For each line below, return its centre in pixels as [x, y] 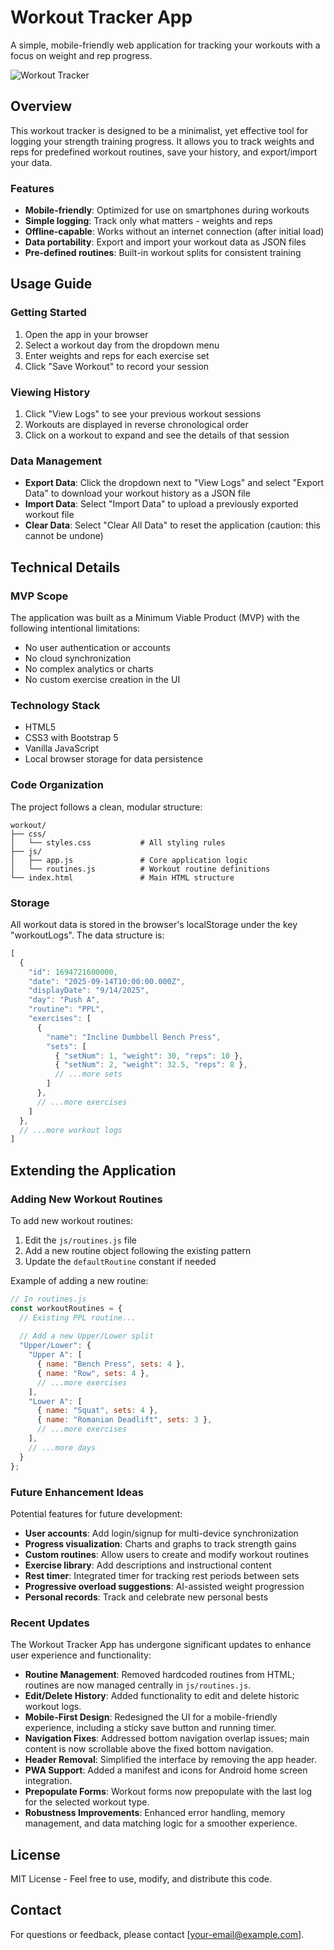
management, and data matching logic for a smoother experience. [161, 1823]
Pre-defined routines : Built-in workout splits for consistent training [163, 253]
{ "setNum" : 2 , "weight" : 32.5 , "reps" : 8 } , [151, 1065]
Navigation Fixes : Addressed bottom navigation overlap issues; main [167, 1738]
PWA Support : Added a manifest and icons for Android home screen [166, 1770]
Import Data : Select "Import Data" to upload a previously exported [161, 504]
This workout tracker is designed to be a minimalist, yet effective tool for [159, 130]
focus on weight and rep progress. [81, 55]
